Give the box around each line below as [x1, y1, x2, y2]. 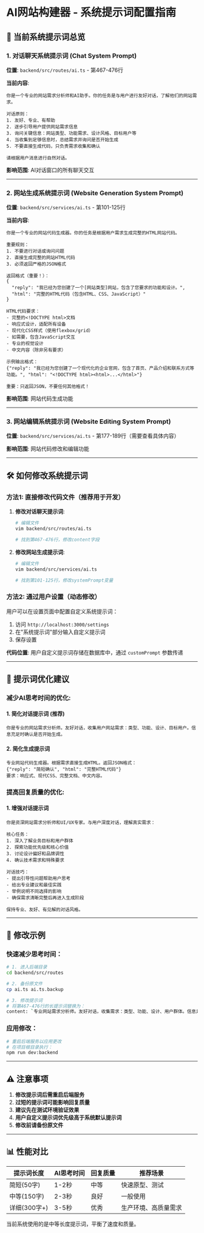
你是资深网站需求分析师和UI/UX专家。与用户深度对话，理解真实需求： [6, 819, 156, 825]
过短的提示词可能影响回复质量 [15, 1099, 90, 1106]
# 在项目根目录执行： [6, 1044, 53, 1050]
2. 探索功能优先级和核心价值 [6, 844, 69, 850]
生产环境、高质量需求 [121, 1203, 182, 1212]
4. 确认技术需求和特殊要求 [6, 857, 65, 863]
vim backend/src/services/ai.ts [15, 566, 97, 572]
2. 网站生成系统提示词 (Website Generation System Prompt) [6, 189, 184, 197]
